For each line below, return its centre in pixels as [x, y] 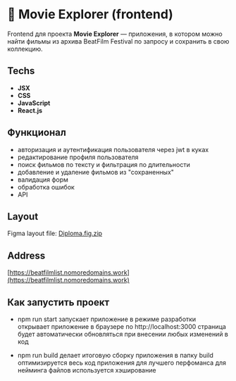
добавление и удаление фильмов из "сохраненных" [96, 172]
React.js [30, 110]
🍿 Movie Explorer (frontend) [91, 14]
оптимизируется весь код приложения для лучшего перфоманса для [122, 363]
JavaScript [34, 103]
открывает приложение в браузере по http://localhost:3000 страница [122, 326]
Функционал [37, 133]
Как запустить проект [58, 302]
